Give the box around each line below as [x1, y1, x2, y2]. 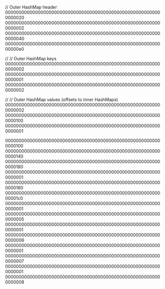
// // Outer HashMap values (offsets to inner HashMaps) [5, 97, 118, 103]
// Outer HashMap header [5, 4, 58, 10]
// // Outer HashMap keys [5, 56, 57, 61]
